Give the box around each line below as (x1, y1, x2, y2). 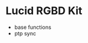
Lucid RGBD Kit (5, 4, 83, 18)
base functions (14, 24, 51, 31)
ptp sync (14, 29, 37, 37)
